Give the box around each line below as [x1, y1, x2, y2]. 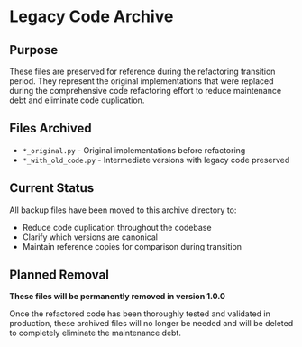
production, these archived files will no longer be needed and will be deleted [9, 318, 294, 329]
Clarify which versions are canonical [22, 232, 158, 242]
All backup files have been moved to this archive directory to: [9, 205, 237, 215]
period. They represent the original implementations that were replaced [9, 76, 274, 87]
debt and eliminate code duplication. [9, 95, 145, 105]
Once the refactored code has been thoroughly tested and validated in [9, 308, 270, 319]
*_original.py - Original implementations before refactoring [22, 144, 246, 155]
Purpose [9, 42, 59, 58]
